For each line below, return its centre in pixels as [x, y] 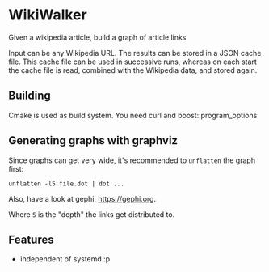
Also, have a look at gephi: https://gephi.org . [82, 198]
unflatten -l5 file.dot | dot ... [67, 184]
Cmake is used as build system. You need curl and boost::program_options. [134, 115]
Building [29, 96]
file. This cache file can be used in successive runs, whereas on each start [132, 62]
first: [16, 168]
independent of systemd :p [65, 259]
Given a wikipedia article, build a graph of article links [97, 37]
